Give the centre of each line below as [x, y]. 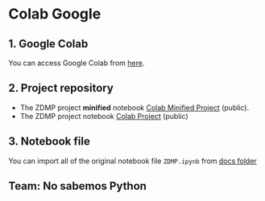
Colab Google [55, 14]
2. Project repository [61, 88]
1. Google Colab [48, 44]
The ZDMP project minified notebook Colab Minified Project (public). [135, 107]
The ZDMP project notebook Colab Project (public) [104, 116]
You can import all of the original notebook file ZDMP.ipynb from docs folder [133, 161]
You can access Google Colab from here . [77, 63]
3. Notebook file [49, 142]
